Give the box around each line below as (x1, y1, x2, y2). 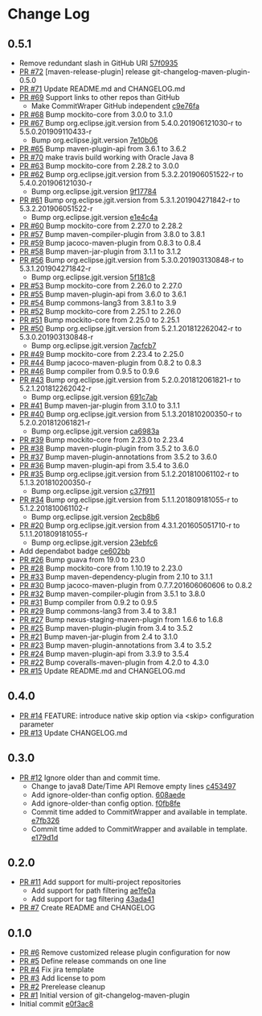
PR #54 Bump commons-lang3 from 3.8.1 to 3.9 (18, 298, 177, 307)
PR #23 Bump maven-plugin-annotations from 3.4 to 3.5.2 (18, 641, 212, 649)
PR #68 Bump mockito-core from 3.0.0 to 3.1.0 (18, 110, 174, 119)
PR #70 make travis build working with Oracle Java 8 (18, 152, 194, 162)
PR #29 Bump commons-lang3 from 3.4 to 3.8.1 (18, 606, 177, 616)
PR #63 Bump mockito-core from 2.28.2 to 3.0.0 (18, 161, 180, 170)
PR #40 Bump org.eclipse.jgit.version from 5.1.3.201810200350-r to (18, 409, 243, 419)
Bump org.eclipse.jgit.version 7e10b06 (31, 135, 158, 145)
